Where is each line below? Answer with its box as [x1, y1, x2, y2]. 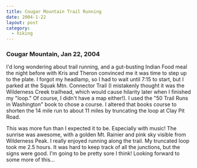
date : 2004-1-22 [6, 14, 46, 20]
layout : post [6, 19, 38, 25]
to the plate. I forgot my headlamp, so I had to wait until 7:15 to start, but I [6, 76, 184, 83]
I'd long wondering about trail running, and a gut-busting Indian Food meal [6, 63, 188, 71]
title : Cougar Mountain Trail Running [6, 8, 102, 15]
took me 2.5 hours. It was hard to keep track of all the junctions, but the [6, 144, 180, 151]
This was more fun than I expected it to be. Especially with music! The [6, 125, 177, 132]
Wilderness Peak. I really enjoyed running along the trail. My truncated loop [6, 137, 190, 144]
